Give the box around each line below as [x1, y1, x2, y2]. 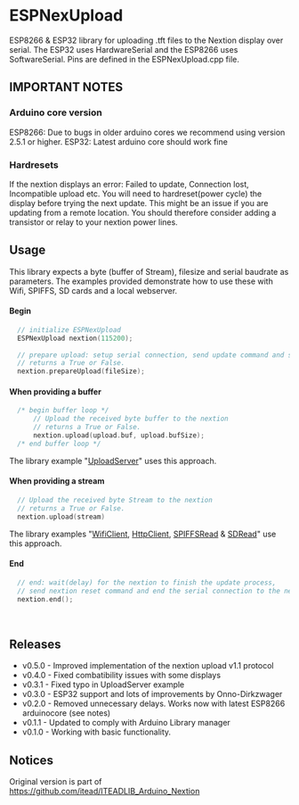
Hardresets [9, 158, 60, 170]
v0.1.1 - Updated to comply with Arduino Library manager [21, 718, 231, 728]
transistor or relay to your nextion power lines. [9, 216, 178, 228]
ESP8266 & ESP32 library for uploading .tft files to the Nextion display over [9, 35, 284, 46]
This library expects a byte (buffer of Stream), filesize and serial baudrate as [9, 266, 289, 277]
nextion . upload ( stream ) [17, 512, 105, 521]
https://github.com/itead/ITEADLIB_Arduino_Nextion [9, 786, 200, 797]
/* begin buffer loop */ [17, 406, 109, 415]
